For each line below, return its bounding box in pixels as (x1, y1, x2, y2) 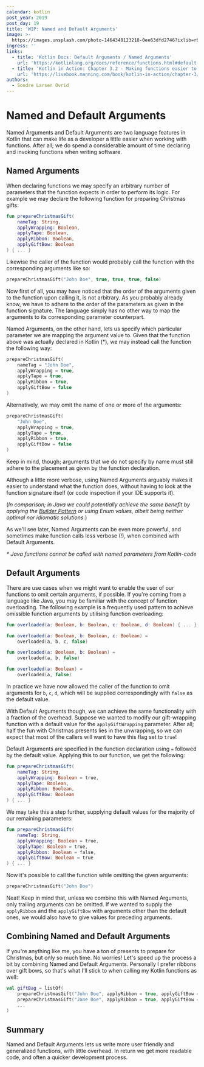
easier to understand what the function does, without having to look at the (6, 483, 192, 490)
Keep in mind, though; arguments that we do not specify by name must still (6, 458, 194, 465)
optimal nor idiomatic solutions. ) (6, 514, 87, 521)
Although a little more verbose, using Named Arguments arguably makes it (6, 476, 192, 483)
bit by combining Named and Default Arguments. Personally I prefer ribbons (6, 960, 196, 968)
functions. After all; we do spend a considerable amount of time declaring (6, 141, 191, 149)
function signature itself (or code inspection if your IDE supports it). (6, 489, 175, 496)
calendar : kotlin (6, 9, 50, 15)
